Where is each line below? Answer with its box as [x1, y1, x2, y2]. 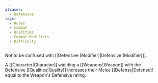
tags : [5, 16, 16, 21]
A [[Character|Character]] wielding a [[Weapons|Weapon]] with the [5, 62, 141, 67]
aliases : [5, 7, 23, 12]
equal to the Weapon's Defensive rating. [5, 72, 86, 78]
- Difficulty [9, 39, 36, 44]
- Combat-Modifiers [9, 35, 50, 40]
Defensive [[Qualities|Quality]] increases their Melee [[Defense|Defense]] [5, 67, 154, 73]
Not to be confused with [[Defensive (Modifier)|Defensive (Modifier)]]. [5, 52, 147, 58]
